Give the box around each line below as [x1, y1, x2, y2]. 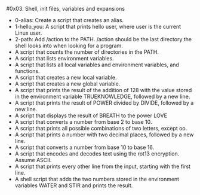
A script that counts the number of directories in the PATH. [14, 48, 159, 56]
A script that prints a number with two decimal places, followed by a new [14, 131, 194, 138]
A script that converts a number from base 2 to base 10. [14, 118, 152, 125]
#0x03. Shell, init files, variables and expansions [6, 5, 125, 12]
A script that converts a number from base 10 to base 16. [14, 144, 155, 151]
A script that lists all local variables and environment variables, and [14, 61, 179, 68]
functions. [14, 68, 40, 74]
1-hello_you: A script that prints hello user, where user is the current [14, 23, 181, 30]
